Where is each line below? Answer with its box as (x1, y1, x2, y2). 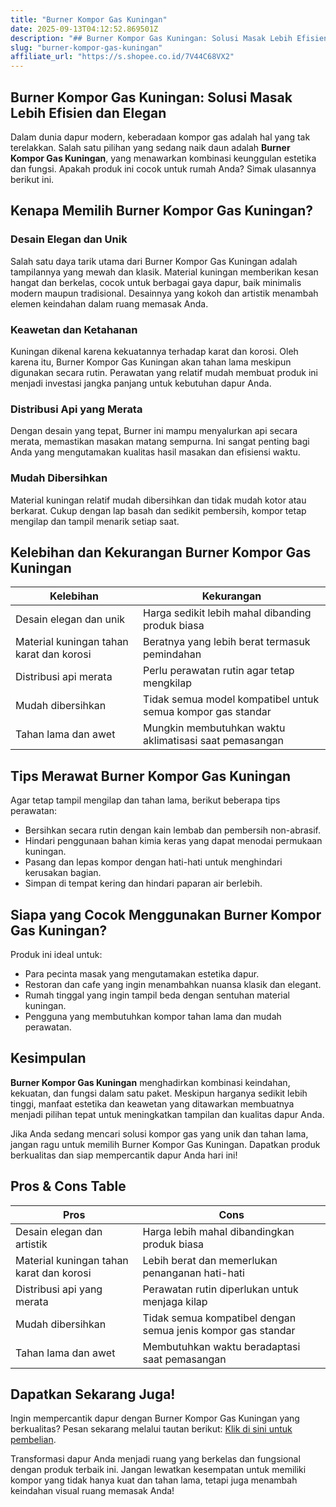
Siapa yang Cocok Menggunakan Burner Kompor (10, 906, 322, 923)
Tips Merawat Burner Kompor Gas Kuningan (10, 767, 292, 785)
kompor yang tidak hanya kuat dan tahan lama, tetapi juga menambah (10, 1474, 298, 1486)
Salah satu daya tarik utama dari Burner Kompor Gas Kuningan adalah (10, 255, 298, 267)
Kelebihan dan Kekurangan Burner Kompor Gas (10, 544, 312, 561)
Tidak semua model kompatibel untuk (143, 692, 320, 706)
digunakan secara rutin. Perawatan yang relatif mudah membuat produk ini (10, 366, 318, 378)
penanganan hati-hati (142, 1266, 245, 1280)
